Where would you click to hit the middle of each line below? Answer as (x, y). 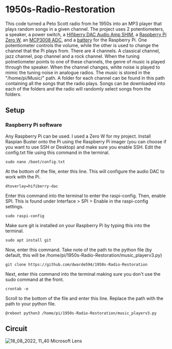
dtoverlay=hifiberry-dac (32, 186)
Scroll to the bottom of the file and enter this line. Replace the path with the (84, 298)
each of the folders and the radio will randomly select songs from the (78, 89)
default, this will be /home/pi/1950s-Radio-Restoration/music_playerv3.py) (84, 255)
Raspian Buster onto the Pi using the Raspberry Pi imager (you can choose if (86, 141)
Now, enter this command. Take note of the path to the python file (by (79, 250)
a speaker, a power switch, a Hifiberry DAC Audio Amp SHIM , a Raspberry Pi (86, 34)
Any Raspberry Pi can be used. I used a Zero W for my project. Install (78, 136)
